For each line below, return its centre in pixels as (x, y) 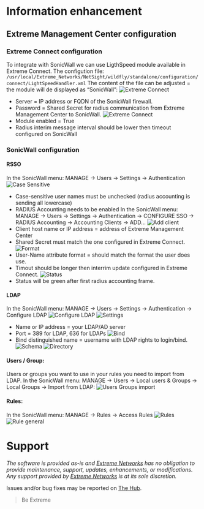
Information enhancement (74, 11)
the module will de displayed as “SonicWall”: (62, 89)
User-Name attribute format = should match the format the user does (103, 255)
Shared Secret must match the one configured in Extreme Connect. (100, 242)
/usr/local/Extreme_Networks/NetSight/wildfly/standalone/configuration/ (103, 77)
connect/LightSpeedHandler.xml (46, 83)
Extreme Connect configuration (54, 51)
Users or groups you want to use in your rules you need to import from (96, 374)
